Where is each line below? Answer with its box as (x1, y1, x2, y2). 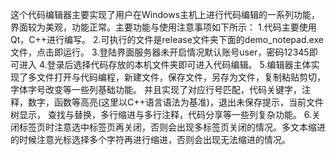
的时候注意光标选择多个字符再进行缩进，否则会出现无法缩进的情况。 (10, 134, 291, 145)
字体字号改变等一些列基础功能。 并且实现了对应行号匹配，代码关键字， (10, 84, 302, 95)
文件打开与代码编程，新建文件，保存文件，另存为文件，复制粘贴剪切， (36, 71, 326, 83)
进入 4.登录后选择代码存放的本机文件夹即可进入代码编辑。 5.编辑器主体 (18, 59, 312, 70)
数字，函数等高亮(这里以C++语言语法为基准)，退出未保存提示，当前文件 (27, 96, 324, 108)
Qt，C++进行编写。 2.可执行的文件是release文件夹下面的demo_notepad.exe (10, 34, 324, 45)
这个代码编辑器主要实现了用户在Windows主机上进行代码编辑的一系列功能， (10, 9, 321, 20)
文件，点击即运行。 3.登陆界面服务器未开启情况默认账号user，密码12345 (10, 46, 310, 58)
